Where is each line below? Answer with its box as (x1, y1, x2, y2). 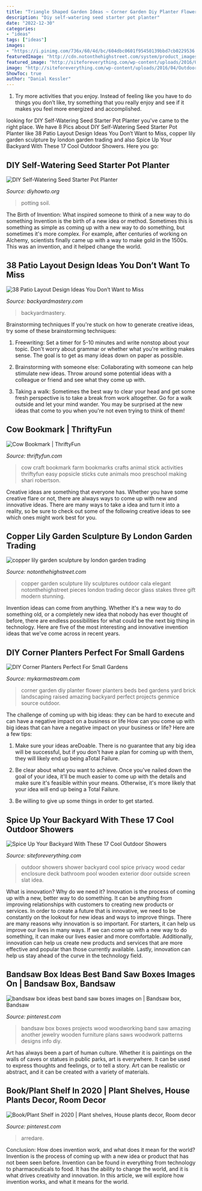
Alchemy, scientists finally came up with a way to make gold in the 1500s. (6, 236, 188, 244)
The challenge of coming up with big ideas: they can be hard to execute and (6, 711, 195, 718)
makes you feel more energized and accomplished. (14, 105, 142, 113)
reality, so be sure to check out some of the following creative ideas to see (6, 507, 191, 515)
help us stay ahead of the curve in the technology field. (6, 952, 143, 959)
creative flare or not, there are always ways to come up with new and (6, 494, 177, 502)
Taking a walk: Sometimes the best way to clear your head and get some (14, 388, 195, 395)
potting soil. (20, 199, 50, 207)
